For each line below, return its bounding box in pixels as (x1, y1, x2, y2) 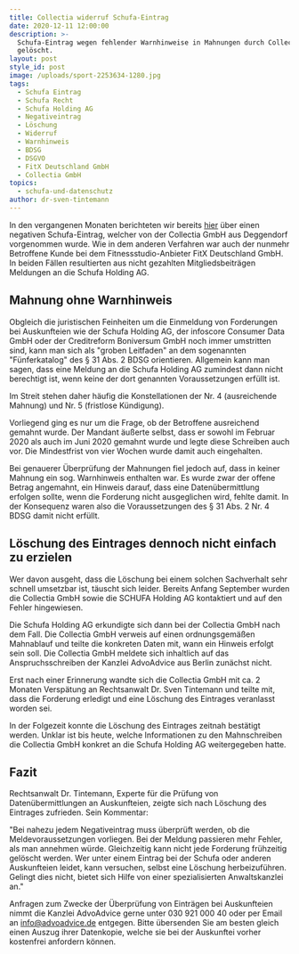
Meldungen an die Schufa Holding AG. (9, 266, 149, 277)
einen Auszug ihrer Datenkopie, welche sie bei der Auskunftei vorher (9, 927, 262, 938)
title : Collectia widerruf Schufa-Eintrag (9, 12, 169, 22)
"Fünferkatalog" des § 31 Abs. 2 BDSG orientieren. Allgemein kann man (9, 354, 270, 365)
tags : (9, 79, 29, 88)
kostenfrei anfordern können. (9, 936, 117, 947)
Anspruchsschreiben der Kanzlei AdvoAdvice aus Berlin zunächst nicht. (9, 656, 273, 668)
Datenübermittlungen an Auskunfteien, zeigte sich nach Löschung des (9, 798, 267, 809)
